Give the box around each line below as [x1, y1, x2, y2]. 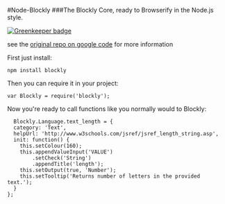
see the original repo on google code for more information [7, 40, 174, 48]
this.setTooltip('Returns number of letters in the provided [19, 173, 200, 180]
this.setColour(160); [19, 142, 82, 149]
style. [7, 13, 23, 22]
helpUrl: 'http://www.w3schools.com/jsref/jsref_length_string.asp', [13, 130, 219, 137]
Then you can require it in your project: [7, 79, 119, 87]
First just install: [7, 53, 52, 62]
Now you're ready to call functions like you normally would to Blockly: [7, 105, 207, 113]
